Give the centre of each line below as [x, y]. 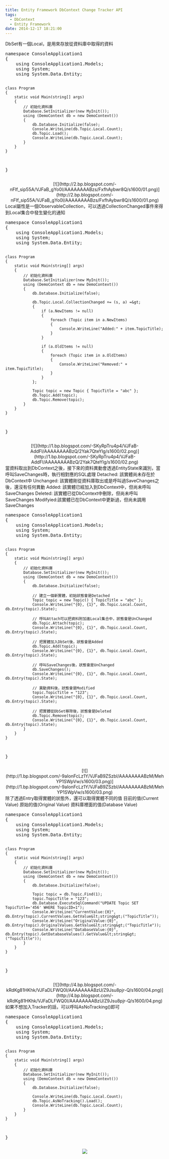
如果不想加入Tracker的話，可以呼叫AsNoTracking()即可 [63, 1007]
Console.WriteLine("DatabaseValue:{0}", [75, 930]
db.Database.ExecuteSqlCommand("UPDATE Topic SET [85, 903]
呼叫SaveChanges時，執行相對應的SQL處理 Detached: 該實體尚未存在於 [80, 475]
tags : [11, 15]
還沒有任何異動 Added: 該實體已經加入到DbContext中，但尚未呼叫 [82, 487]
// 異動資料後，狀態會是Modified [63, 688]
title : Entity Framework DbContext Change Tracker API [64, 10]
